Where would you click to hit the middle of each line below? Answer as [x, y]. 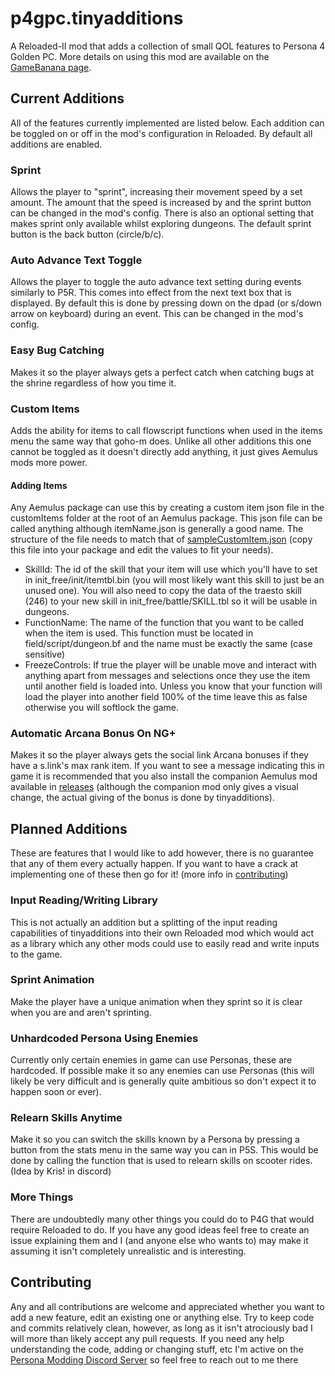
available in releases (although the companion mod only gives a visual [154, 787]
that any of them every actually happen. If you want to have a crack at [154, 864]
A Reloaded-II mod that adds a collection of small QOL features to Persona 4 [168, 46]
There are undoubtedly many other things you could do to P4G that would [162, 1219]
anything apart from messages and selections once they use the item [167, 676]
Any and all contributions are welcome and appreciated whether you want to [167, 1306]
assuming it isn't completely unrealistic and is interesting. [128, 1251]
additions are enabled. [56, 144]
